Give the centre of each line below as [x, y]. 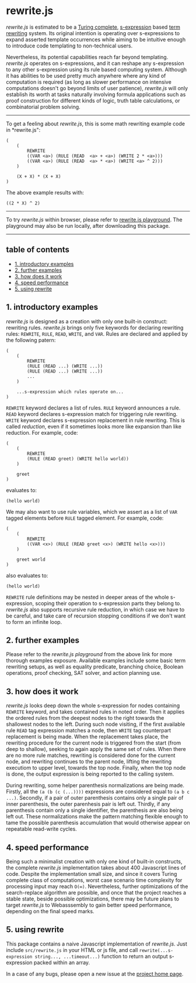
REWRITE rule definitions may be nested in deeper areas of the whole [87, 597]
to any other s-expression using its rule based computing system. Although [97, 69]
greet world [31, 559]
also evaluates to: [27, 575]
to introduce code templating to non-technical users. [69, 46]
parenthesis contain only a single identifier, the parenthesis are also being [95, 810]
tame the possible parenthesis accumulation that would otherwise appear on [98, 823]
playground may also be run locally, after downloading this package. [88, 226]
